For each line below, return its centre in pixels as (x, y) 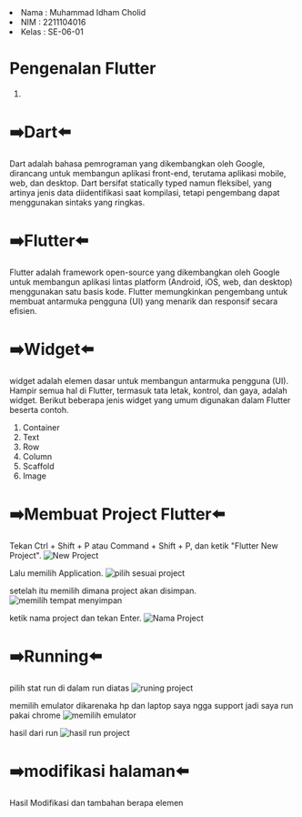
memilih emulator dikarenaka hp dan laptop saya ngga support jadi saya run (151, 705)
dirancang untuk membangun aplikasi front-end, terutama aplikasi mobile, (148, 173)
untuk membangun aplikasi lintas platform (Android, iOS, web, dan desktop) (151, 282)
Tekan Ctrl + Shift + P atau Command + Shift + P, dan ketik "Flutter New (144, 545)
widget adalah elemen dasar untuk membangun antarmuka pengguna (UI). (149, 380)
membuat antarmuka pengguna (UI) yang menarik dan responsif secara (144, 301)
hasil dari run (34, 732)
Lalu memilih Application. (56, 573)
